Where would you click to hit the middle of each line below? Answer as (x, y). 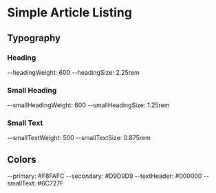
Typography (34, 38)
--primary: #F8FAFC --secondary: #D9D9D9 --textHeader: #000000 (105, 176)
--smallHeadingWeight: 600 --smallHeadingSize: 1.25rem (88, 105)
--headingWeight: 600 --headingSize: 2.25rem (73, 72)
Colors (22, 159)
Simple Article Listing (70, 13)
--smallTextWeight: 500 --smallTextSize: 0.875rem (79, 138)
